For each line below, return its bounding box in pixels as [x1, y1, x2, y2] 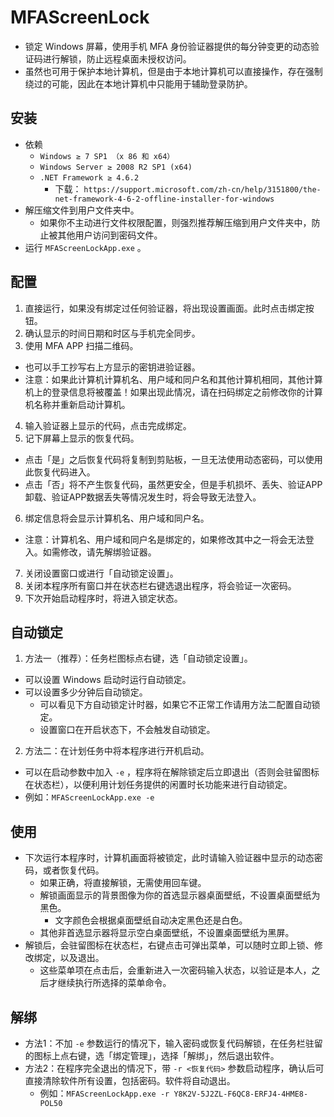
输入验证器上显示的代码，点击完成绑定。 [24, 419, 192, 431]
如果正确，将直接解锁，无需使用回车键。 [39, 877, 207, 889]
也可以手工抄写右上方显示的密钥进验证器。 [24, 361, 201, 373]
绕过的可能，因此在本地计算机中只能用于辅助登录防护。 [24, 77, 253, 90]
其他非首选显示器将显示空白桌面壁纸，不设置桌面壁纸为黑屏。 [39, 927, 295, 939]
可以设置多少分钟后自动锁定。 [24, 686, 148, 698]
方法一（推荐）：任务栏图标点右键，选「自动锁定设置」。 [24, 652, 253, 665]
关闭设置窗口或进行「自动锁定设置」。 [24, 567, 179, 579]
